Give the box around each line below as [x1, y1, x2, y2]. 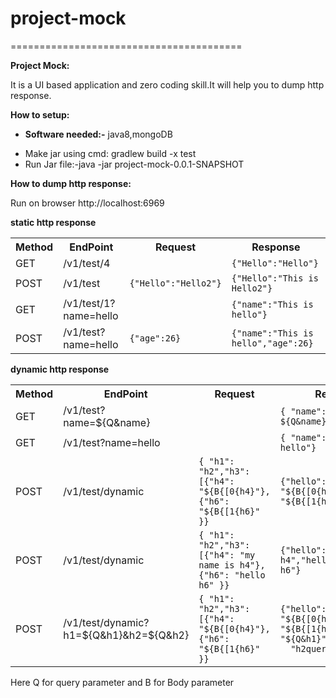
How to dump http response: [10, 177, 132, 189]
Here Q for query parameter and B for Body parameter [10, 676, 235, 688]
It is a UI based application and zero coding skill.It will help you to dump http [10, 78, 325, 91]
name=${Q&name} [63, 415, 151, 429]
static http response [10, 216, 97, 228]
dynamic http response [10, 363, 110, 375]
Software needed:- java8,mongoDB [24, 128, 173, 140]
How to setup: [10, 108, 70, 121]
